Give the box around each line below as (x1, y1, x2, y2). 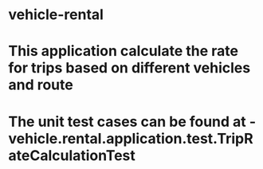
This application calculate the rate (8, 42, 239, 61)
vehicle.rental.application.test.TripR (8, 129, 253, 147)
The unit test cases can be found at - (8, 112, 257, 131)
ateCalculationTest (8, 146, 135, 164)
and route (8, 76, 73, 94)
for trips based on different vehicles (8, 59, 251, 77)
